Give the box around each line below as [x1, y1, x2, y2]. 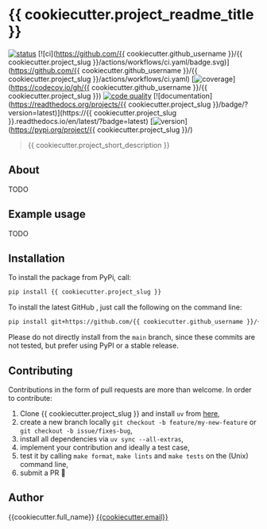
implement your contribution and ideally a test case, [19, 442, 191, 452]
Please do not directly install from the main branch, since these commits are [8, 333, 256, 342]
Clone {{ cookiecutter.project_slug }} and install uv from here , [19, 408, 220, 418]
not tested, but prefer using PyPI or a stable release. [8, 340, 179, 351]
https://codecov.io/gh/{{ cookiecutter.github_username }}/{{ [10, 82, 208, 92]
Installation [8, 251, 65, 265]
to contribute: [8, 393, 53, 403]
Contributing [8, 364, 73, 377]
